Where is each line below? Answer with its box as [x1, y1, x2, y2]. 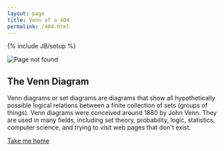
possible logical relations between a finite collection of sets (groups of [7, 101, 208, 109]
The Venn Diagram [7, 75, 89, 87]
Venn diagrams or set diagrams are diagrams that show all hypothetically [7, 94, 216, 103]
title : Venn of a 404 [7, 17, 70, 24]
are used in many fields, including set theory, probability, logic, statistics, [7, 116, 216, 125]
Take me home [7, 136, 50, 145]
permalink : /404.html [7, 23, 70, 30]
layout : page [7, 10, 45, 17]
